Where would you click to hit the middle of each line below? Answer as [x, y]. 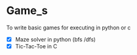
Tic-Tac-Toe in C [36, 46]
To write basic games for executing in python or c [68, 28]
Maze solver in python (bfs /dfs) [55, 39]
